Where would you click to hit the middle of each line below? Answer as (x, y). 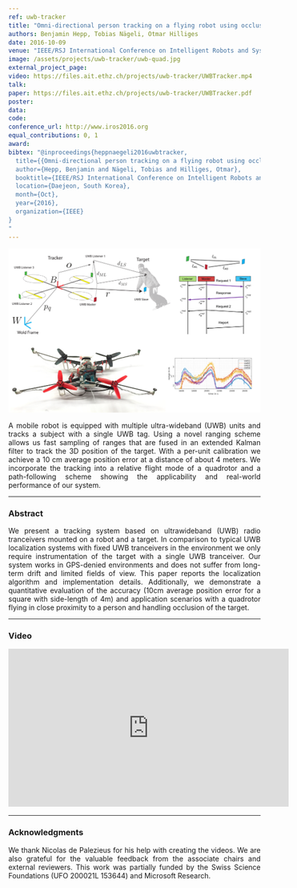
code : (17, 119)
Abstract (26, 513)
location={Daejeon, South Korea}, (73, 186)
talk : (17, 84)
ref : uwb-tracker (37, 17)
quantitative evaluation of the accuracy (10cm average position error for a (134, 590)
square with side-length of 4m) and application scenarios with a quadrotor (134, 599)
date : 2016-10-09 (37, 43)
